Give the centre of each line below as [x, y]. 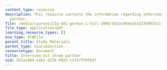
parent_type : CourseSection [34, 46]
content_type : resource [30, 10]
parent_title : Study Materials [38, 42]
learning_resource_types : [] [35, 33]
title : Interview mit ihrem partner [43, 55]
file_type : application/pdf [34, 28]
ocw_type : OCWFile [24, 37]
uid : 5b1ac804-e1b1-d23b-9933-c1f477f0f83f [51, 60]
